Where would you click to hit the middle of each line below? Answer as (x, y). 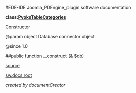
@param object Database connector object (50, 36)
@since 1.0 (16, 46)
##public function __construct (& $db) (45, 56)
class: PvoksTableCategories (36, 17)
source (13, 66)
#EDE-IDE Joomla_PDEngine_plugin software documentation (68, 7)
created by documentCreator (36, 85)
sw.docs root (19, 75)
